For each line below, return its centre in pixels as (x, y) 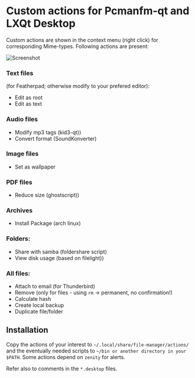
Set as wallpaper (35, 167)
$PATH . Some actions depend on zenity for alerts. (66, 357)
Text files (20, 73)
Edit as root (29, 98)
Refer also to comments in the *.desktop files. (62, 369)
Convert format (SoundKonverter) (56, 138)
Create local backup (39, 305)
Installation (27, 330)
